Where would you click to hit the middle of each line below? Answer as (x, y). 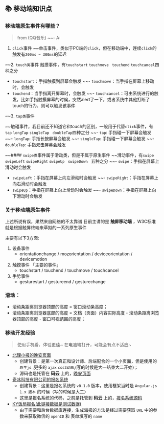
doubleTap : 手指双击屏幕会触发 (35, 145)
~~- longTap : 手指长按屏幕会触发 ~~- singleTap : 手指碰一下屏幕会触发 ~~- (80, 138)
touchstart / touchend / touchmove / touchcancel (69, 270)
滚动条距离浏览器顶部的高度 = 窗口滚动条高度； (60, 307)
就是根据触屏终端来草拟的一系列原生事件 (46, 227)
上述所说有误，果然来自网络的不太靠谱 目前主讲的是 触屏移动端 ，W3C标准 (81, 221)
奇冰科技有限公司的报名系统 (40, 379)
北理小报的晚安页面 (32, 355)
